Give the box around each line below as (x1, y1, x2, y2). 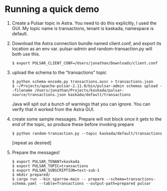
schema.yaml (11, 181, 37, 186)
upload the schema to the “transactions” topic (11, 69, 107, 75)
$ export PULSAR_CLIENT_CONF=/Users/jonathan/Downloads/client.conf (11, 60, 158, 65)
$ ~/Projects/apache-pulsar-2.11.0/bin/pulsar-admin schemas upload (11, 83, 158, 88)
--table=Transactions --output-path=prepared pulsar (38, 181, 151, 186)
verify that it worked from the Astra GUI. (11, 106, 94, 112)
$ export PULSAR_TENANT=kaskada (11, 159, 79, 164)
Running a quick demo (4, 3, 99, 15)
